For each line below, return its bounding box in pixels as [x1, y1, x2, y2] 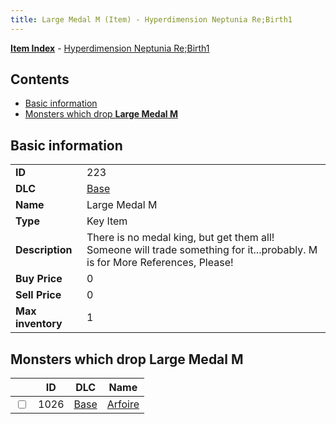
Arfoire [106, 397, 140, 411]
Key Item [86, 214, 128, 228]
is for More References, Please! [86, 256, 234, 270]
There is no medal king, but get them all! [86, 231, 275, 245]
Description [15, 243, 73, 257]
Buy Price [15, 272, 63, 286]
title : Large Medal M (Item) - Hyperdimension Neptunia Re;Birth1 [10, 14, 293, 25]
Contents [10, 71, 70, 88]
